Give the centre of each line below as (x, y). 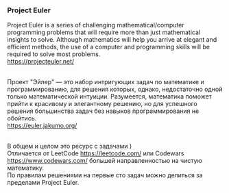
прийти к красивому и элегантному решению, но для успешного (102, 104)
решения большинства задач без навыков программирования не (103, 111)
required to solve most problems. (54, 54)
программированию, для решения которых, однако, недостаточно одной (115, 89)
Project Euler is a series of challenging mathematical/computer (96, 25)
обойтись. (22, 118)
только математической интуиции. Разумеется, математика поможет (110, 96)
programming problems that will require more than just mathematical (104, 32)
